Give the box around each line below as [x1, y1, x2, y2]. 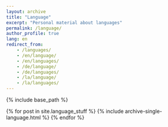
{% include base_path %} [6, 96, 68, 103]
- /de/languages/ [17, 69, 60, 75]
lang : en [6, 36, 28, 42]
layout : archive [6, 8, 46, 15]
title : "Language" [6, 14, 51, 20]
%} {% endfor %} [42, 114, 84, 121]
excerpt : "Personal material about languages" [6, 19, 123, 25]
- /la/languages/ [17, 80, 60, 86]
